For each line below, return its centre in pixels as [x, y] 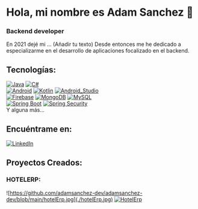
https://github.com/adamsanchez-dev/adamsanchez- [76, 193]
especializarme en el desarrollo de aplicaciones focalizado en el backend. [98, 51]
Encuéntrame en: [39, 129]
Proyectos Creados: [44, 162]
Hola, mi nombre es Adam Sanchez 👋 [100, 12]
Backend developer [35, 31]
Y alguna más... [26, 110]
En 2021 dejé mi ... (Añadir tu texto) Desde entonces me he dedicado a [94, 44]
